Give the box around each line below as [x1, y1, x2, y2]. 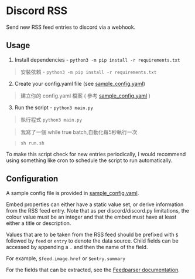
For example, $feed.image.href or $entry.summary [6, 254, 126, 262]
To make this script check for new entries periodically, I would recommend [6, 150, 186, 157]
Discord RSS [6, 4, 68, 18]
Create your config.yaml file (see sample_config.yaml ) [14, 80, 145, 87]
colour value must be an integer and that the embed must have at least [6, 213, 177, 220]
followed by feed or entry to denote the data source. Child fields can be [6, 237, 179, 244]
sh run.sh [20, 140, 45, 146]
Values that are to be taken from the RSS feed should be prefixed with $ [6, 231, 179, 238]
